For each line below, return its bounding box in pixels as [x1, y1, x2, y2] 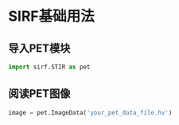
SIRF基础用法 [8, 7, 95, 25]
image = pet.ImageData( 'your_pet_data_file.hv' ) [8, 108, 173, 116]
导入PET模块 [8, 41, 71, 55]
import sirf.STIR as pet [8, 63, 91, 71]
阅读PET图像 [8, 87, 71, 100]
